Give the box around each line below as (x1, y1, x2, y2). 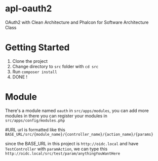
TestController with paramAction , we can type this (5, 146, 108, 152)
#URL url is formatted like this (5, 126, 66, 132)
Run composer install (12, 69, 57, 75)
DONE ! (12, 74, 28, 80)
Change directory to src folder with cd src (12, 63, 99, 69)
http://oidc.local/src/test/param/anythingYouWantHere (5, 151, 120, 156)
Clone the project (12, 58, 48, 64)
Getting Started (5, 42, 70, 53)
